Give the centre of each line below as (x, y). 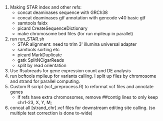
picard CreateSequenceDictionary (52, 28)
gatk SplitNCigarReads (41, 60)
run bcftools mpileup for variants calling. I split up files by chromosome (83, 76)
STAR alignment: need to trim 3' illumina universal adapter (77, 44)
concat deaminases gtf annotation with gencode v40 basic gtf (81, 18)
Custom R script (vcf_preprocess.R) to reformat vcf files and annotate (82, 86)
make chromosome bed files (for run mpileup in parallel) (75, 34)
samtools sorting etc (38, 50)
